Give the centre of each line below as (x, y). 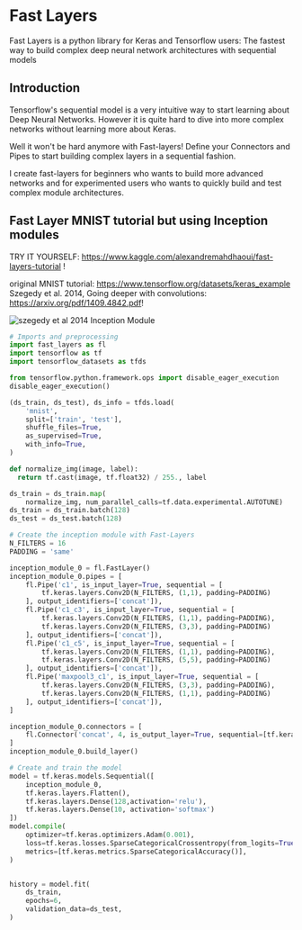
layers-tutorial (35, 266)
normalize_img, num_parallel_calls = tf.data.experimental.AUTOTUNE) (154, 502)
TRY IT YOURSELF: (44, 257)
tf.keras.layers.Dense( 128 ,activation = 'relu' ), (116, 801)
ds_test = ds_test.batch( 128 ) (66, 519)
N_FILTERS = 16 (38, 544)
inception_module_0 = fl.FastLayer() (80, 568)
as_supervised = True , (64, 436)
